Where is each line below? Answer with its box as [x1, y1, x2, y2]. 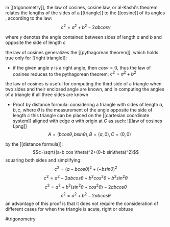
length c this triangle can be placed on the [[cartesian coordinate [12, 112, 150, 119]
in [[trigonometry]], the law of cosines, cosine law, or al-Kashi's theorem [5, 5, 158, 10]
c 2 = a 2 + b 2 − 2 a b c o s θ [61, 192, 111, 198]
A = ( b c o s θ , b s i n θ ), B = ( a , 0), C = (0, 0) [48, 131, 131, 138]
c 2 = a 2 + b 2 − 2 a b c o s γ [61, 23, 111, 30]
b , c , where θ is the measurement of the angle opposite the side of [12, 107, 153, 113]
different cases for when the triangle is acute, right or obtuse [5, 206, 134, 212]
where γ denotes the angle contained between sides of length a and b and [5, 34, 162, 40]
